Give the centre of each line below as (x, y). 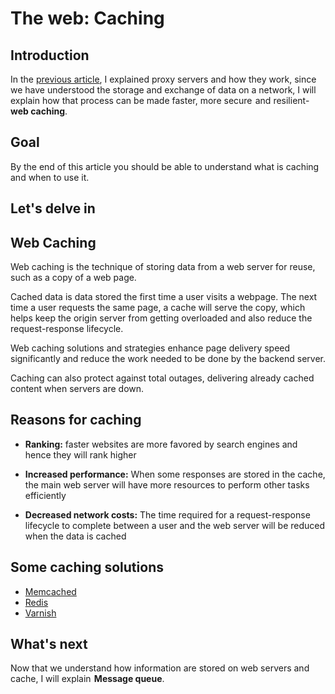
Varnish (40, 613)
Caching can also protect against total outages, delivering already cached (162, 378)
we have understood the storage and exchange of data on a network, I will (163, 90)
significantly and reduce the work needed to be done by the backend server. (168, 359)
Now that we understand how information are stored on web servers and (160, 668)
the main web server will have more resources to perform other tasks (167, 484)
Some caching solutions (87, 567)
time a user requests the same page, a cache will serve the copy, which (158, 308)
